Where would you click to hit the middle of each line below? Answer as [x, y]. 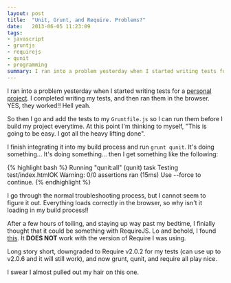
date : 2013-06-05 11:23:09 [49, 26]
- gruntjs [21, 45]
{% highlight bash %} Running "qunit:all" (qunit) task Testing [93, 167]
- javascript [26, 39]
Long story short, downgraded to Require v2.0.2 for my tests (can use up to [114, 251]
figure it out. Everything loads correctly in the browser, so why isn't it [105, 202]
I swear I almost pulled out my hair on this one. [73, 272]
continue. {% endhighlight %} [49, 182]
